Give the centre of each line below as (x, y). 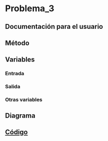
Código (16, 132)
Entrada (15, 74)
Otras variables (24, 100)
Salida (13, 87)
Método (17, 43)
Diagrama (20, 115)
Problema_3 (30, 9)
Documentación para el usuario (54, 27)
